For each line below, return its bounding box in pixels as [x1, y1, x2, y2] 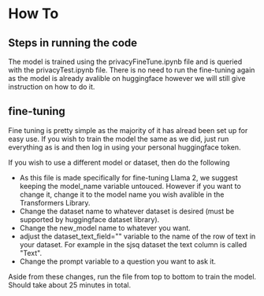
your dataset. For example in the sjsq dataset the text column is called [19, 239, 247, 249]
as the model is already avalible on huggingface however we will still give [8, 74, 246, 83]
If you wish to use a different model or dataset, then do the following [8, 157, 230, 167]
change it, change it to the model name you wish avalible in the [19, 190, 225, 199]
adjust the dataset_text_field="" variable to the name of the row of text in [19, 231, 256, 241]
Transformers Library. [19, 198, 91, 207]
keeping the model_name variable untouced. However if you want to [19, 181, 242, 191]
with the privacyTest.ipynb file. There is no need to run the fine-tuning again [8, 65, 255, 75]
